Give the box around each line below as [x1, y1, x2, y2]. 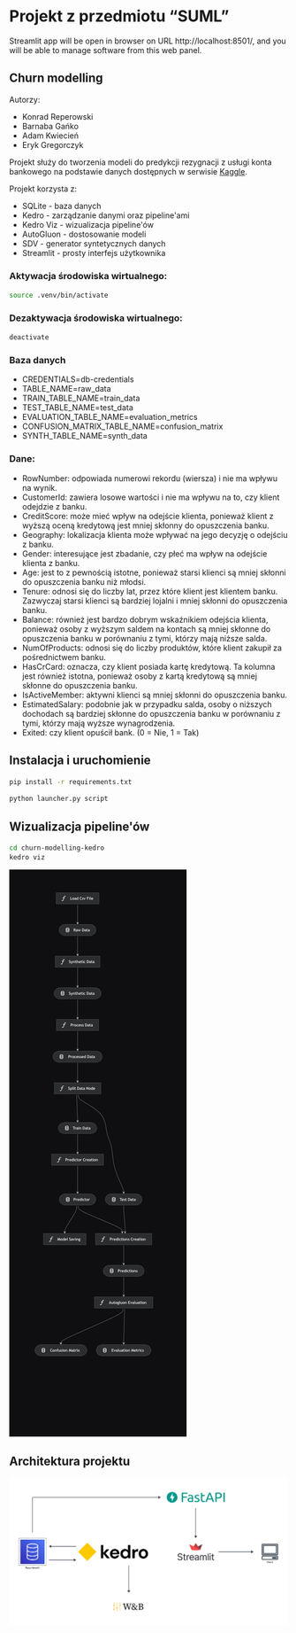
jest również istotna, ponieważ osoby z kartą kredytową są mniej [21, 671, 258, 681]
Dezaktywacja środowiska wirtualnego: [9, 312, 183, 324]
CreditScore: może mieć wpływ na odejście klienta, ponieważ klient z [21, 510, 274, 521]
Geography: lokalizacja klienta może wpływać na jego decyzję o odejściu [21, 529, 288, 540]
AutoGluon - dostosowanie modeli [21, 229, 147, 239]
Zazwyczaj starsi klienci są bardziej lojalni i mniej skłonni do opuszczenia [21, 595, 288, 606]
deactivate [9, 333, 49, 342]
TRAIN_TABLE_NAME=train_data [21, 393, 140, 404]
